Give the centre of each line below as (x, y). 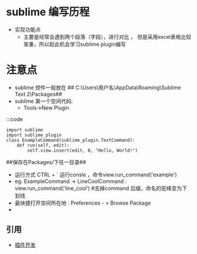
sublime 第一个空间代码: (44, 101)
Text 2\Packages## (38, 94)
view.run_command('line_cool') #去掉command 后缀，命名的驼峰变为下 (101, 188)
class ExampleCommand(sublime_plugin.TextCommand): (71, 140)
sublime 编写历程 (48, 12)
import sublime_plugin (34, 135)
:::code (15, 119)
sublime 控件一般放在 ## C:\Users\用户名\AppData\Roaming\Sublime (98, 87)
